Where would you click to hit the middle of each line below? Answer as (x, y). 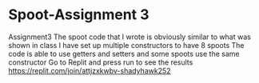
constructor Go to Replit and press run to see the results (101, 62)
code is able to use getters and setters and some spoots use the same (124, 53)
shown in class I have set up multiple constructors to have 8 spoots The (127, 45)
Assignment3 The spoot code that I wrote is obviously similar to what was (130, 37)
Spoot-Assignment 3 (79, 15)
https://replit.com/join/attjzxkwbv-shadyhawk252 (90, 70)
